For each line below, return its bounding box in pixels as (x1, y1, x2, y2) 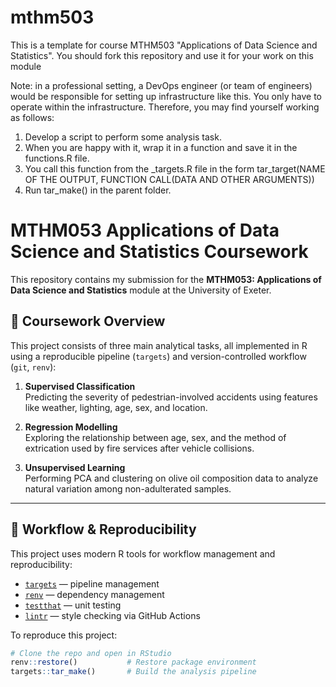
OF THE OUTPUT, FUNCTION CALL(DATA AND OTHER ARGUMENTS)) (24, 173, 315, 185)
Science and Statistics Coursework (10, 241, 309, 263)
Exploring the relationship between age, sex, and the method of (24, 431, 287, 443)
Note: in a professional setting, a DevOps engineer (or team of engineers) (10, 79, 313, 91)
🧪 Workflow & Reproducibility (10, 521, 197, 538)
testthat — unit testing (24, 599, 122, 611)
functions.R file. (24, 152, 90, 164)
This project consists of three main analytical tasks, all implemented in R (10, 339, 308, 351)
